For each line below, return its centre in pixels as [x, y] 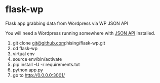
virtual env [24, 54]
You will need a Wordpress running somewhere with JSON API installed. [80, 33]
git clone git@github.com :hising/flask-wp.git [59, 43]
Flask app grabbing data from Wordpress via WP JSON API [67, 23]
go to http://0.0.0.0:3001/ [39, 75]
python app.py [28, 70]
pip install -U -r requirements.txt [46, 64]
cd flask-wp [25, 48]
